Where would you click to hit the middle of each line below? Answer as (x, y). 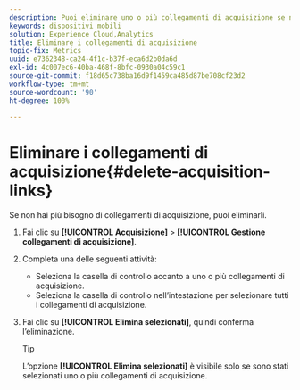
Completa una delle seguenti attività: (90, 259)
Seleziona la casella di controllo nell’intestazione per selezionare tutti (162, 295)
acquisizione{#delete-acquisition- (140, 171)
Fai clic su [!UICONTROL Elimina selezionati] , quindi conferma (138, 322)
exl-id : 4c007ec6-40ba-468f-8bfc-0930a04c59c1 (97, 68)
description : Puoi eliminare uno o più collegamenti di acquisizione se (147, 17)
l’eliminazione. (48, 332)
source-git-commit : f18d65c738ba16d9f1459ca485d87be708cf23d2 (127, 76)
